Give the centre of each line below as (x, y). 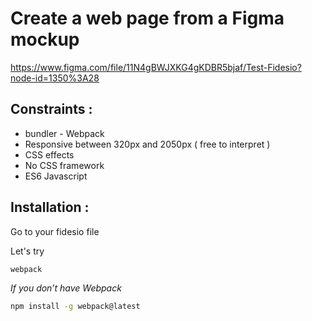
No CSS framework (64, 165)
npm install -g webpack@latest (75, 307)
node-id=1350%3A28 (55, 78)
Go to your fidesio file (55, 231)
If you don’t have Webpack (66, 288)
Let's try (27, 251)
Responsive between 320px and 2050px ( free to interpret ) (147, 144)
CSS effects (49, 154)
